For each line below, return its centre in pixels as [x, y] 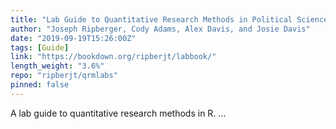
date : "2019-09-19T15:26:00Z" [73, 38]
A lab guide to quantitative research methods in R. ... [118, 113]
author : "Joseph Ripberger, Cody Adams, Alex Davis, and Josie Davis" [160, 29]
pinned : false [40, 85]
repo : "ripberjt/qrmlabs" [64, 76]
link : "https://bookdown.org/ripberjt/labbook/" [113, 57]
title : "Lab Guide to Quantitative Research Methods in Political [151, 19]
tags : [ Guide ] [40, 47]
